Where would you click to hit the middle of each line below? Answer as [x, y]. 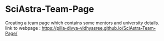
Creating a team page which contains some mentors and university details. [82, 23]
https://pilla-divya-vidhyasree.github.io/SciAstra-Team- [99, 28]
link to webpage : [23, 28]
